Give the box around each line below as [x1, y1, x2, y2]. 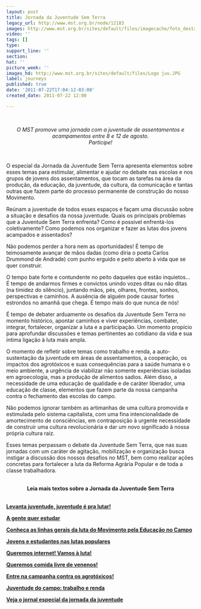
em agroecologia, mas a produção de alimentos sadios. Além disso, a [6, 373, 178, 380]
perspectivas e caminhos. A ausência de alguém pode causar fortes [6, 292, 175, 300]
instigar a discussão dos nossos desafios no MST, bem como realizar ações [6, 454, 194, 461]
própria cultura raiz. [6, 429, 55, 437]
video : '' [6, 31, 31, 37]
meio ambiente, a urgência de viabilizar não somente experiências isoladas [6, 367, 191, 374]
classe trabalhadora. [6, 467, 57, 474]
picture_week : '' [6, 64, 50, 71]
